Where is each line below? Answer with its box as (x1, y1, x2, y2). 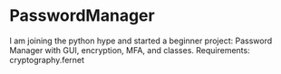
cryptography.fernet (9, 54, 84, 65)
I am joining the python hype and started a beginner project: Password (9, 35, 273, 46)
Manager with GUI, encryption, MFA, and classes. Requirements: (9, 44, 251, 55)
